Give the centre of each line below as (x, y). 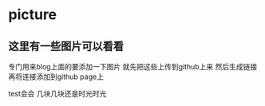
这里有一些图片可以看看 (66, 46)
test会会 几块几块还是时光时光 (57, 94)
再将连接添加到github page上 (56, 77)
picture (33, 15)
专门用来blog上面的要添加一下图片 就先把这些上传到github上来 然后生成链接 (133, 67)
